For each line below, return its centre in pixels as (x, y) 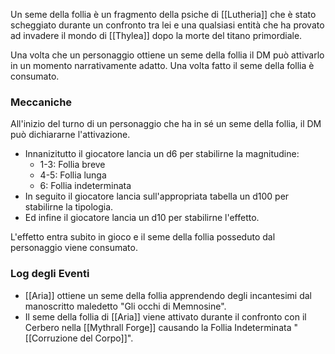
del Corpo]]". (106, 338)
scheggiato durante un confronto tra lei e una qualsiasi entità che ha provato (167, 25)
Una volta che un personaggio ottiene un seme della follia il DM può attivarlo (167, 55)
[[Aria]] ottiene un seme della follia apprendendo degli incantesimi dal (168, 295)
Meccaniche (41, 102)
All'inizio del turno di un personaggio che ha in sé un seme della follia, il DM (166, 124)
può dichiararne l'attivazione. (70, 135)
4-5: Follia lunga (73, 175)
